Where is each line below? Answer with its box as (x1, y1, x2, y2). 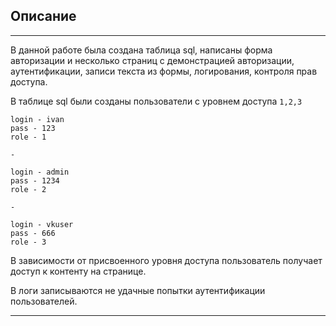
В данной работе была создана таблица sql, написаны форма (10, 44, 273, 56)
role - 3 (10, 237, 47, 247)
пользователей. (10, 295, 78, 307)
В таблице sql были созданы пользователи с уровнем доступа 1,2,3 (10, 95, 303, 107)
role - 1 (10, 132, 47, 142)
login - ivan (10, 114, 65, 124)
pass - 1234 (10, 175, 60, 186)
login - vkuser (10, 219, 74, 229)
